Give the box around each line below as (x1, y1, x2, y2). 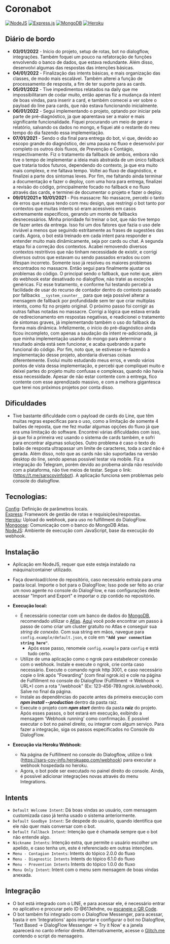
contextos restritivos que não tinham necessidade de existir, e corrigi (12, 248, 157, 255)
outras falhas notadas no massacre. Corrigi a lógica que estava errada (12, 308, 160, 314)
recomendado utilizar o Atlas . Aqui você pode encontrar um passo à (20, 618, 163, 624)
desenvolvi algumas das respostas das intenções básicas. (12, 64, 134, 70)
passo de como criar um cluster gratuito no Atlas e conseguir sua (20, 623, 157, 630)
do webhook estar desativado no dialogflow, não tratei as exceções (12, 276, 154, 282)
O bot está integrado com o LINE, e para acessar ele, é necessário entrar (12, 900, 165, 906)
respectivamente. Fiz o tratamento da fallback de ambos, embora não (12, 151, 158, 157)
